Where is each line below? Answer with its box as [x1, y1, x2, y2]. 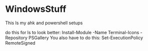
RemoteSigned [5, 40, 36, 46]
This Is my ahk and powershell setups [5, 20, 83, 26]
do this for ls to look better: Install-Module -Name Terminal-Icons [5, 29, 139, 35]
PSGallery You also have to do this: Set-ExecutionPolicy [28, 35, 143, 41]
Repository [5, 35, 27, 41]
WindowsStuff [5, 3, 66, 15]
